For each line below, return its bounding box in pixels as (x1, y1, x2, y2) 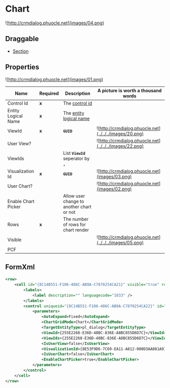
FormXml (5, 263, 35, 271)
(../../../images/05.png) (96, 239, 144, 245)
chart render (63, 227, 90, 233)
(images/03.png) (96, 173, 132, 179)
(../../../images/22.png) (96, 143, 144, 149)
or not (63, 209, 76, 215)
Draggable (5, 35, 39, 43)
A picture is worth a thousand (97, 87, 162, 94)
